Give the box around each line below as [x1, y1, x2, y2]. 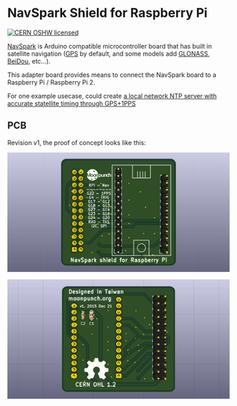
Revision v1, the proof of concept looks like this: [7, 138, 146, 147]
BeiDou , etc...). [7, 56, 51, 65]
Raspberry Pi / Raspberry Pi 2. [7, 78, 95, 86]
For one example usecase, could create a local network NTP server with [7, 92, 217, 100]
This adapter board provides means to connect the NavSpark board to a [7, 70, 217, 79]
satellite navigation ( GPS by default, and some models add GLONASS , [7, 49, 210, 58]
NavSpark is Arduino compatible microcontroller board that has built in [7, 42, 212, 50]
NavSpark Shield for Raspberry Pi [7, 5, 208, 21]
